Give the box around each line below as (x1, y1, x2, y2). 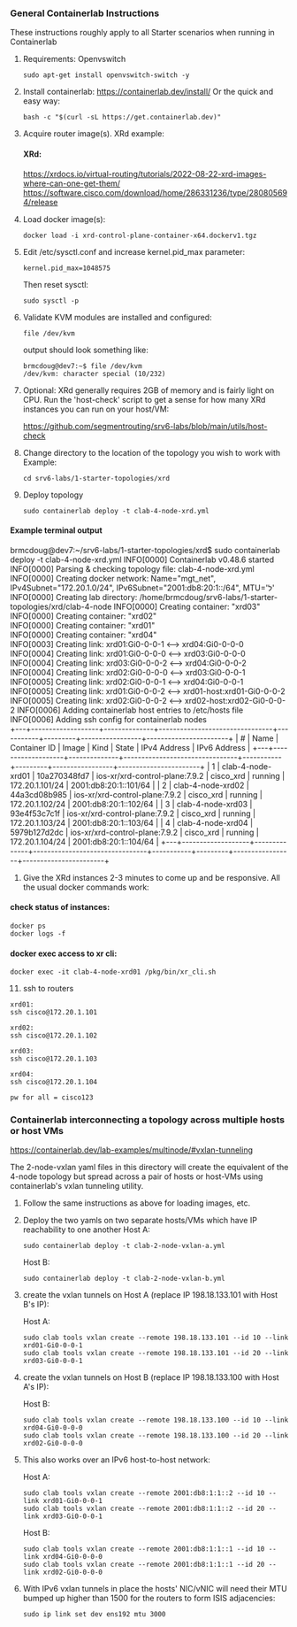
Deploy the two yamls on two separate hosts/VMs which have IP (22, 1215, 257, 1226)
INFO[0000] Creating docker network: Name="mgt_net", (10, 573, 216, 583)
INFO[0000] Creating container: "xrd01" (10, 620, 156, 630)
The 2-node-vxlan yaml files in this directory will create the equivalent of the (10, 1162, 289, 1173)
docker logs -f (10, 929, 66, 938)
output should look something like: (22, 344, 149, 355)
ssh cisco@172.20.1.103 (10, 1054, 98, 1064)
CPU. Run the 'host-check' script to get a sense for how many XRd (22, 394, 266, 405)
